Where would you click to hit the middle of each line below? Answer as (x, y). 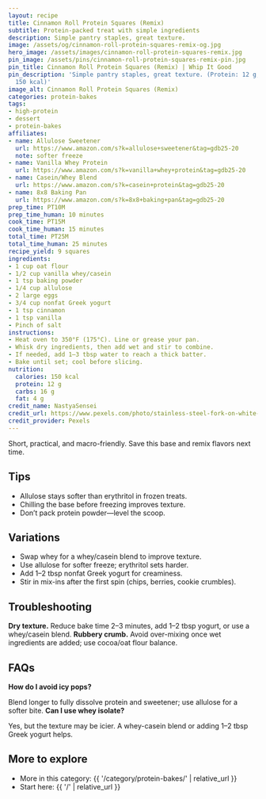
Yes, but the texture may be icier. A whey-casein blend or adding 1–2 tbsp (128, 726)
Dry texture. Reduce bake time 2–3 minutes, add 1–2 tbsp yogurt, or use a (129, 626)
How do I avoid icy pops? (50, 687)
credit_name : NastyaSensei (53, 406)
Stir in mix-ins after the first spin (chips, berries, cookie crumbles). (128, 582)
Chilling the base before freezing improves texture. (103, 504)
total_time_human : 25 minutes (58, 244)
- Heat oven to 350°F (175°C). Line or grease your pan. (104, 340)
